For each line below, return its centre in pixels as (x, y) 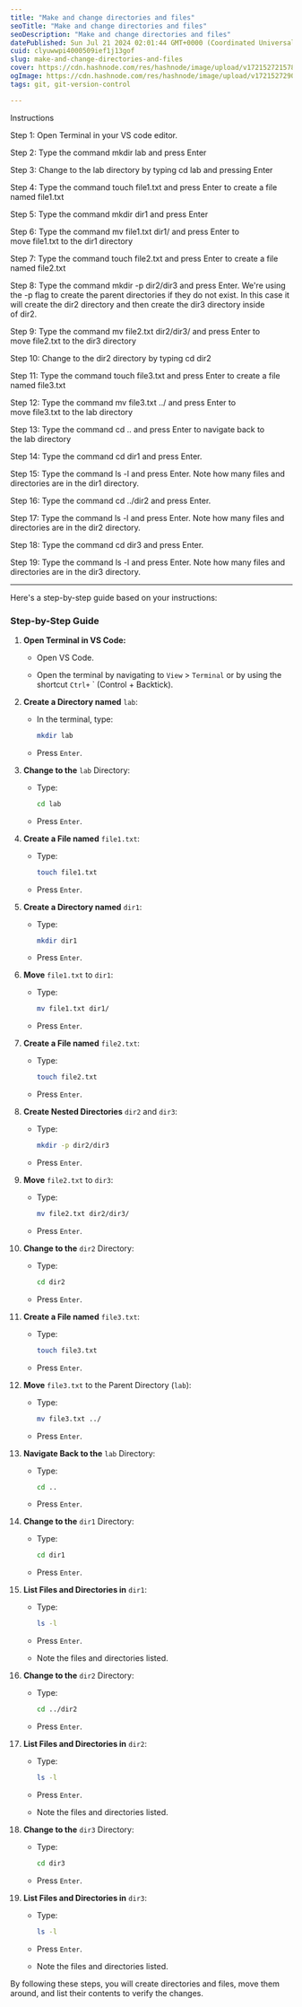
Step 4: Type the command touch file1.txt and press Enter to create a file (144, 187)
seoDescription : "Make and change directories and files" (121, 34)
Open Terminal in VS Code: (74, 640)
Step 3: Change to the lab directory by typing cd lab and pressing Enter (142, 169)
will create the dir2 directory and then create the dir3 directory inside (138, 304)
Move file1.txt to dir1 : (68, 975)
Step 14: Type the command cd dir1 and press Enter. (106, 456)
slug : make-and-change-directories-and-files (96, 59)
